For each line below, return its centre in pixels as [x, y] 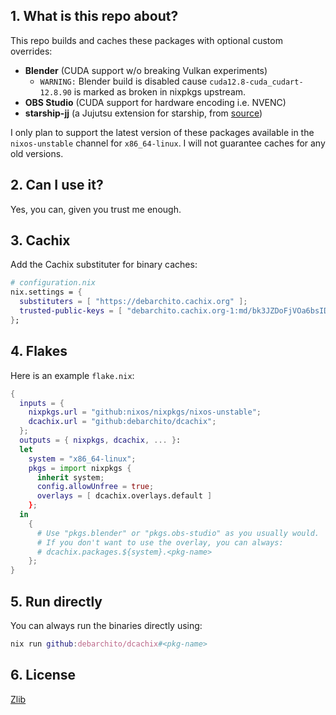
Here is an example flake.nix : [72, 375]
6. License [43, 675]
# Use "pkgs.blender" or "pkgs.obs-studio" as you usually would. [178, 533]
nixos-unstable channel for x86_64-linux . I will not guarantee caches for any [168, 143]
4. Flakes [39, 351]
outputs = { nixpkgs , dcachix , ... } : [100, 440]
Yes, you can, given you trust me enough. [96, 209]
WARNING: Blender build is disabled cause [123, 81]
